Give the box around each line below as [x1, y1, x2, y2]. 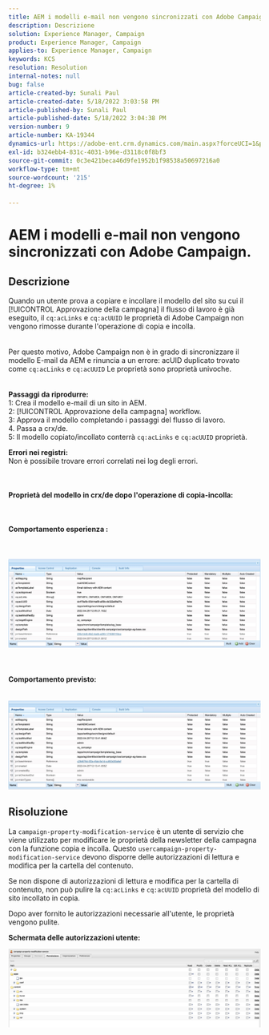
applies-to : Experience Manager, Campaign [8, 46, 152, 55]
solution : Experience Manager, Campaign [8, 30, 146, 38]
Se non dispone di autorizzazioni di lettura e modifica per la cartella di [8, 876, 239, 885]
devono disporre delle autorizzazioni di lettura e [82, 852, 240, 861]
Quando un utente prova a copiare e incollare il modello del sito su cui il [8, 296, 244, 305]
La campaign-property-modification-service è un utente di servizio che [8, 826, 244, 836]
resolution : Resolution [8, 64, 88, 72]
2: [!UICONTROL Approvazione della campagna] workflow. [8, 407, 202, 416]
